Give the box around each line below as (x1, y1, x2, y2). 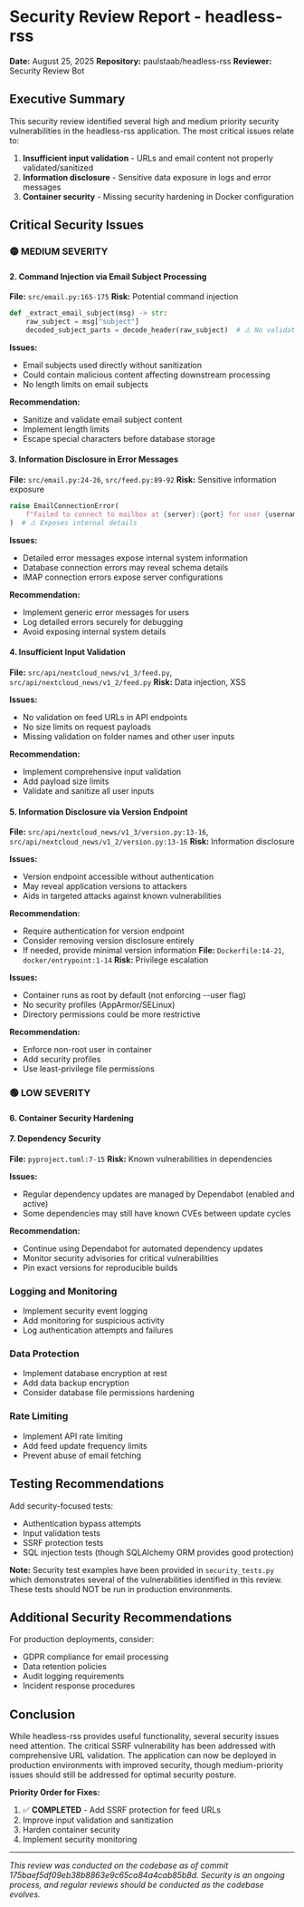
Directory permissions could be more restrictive (22, 1009, 201, 1020)
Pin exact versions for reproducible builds (22, 1262, 178, 1273)
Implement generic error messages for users (22, 606, 190, 618)
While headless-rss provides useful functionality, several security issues (9, 1731, 280, 1742)
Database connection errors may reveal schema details (22, 562, 229, 572)
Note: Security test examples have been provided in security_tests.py (9, 1564, 274, 1575)
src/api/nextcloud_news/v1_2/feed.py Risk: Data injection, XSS (9, 676, 246, 687)
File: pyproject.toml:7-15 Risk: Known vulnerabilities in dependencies (9, 1153, 273, 1164)
